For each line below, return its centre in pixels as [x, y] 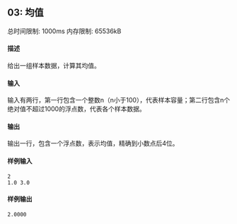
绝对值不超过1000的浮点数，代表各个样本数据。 [77, 109]
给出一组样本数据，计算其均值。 [54, 66]
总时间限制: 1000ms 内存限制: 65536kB [64, 31]
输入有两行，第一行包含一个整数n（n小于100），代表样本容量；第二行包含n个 [119, 100]
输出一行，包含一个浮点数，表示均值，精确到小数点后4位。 [93, 143]
